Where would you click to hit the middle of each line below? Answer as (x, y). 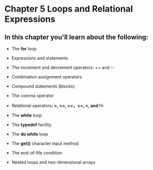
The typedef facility (31, 125)
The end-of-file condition (37, 153)
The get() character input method (45, 143)
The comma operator (33, 96)
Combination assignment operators (47, 77)
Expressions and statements (40, 58)
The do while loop (30, 134)
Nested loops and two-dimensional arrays (53, 162)
